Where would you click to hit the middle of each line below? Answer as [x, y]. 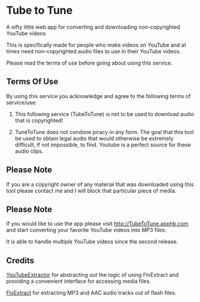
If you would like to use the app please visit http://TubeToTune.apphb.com [97, 224]
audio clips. [29, 151]
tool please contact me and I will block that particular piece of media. [91, 190]
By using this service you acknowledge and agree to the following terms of [99, 96]
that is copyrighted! [39, 120]
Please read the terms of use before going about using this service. [89, 63]
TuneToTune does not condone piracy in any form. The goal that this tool [104, 132]
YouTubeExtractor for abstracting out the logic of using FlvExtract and [93, 275]
